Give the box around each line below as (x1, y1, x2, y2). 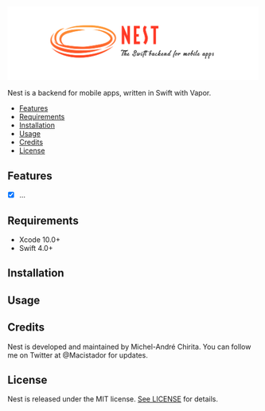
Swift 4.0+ (18, 243, 53, 252)
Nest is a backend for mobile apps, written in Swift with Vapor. (7, 88, 212, 98)
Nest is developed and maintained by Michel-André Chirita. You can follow (7, 342, 251, 351)
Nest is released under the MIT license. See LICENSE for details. (7, 394, 218, 404)
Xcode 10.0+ (18, 234, 60, 245)
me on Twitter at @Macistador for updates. (7, 350, 148, 360)
